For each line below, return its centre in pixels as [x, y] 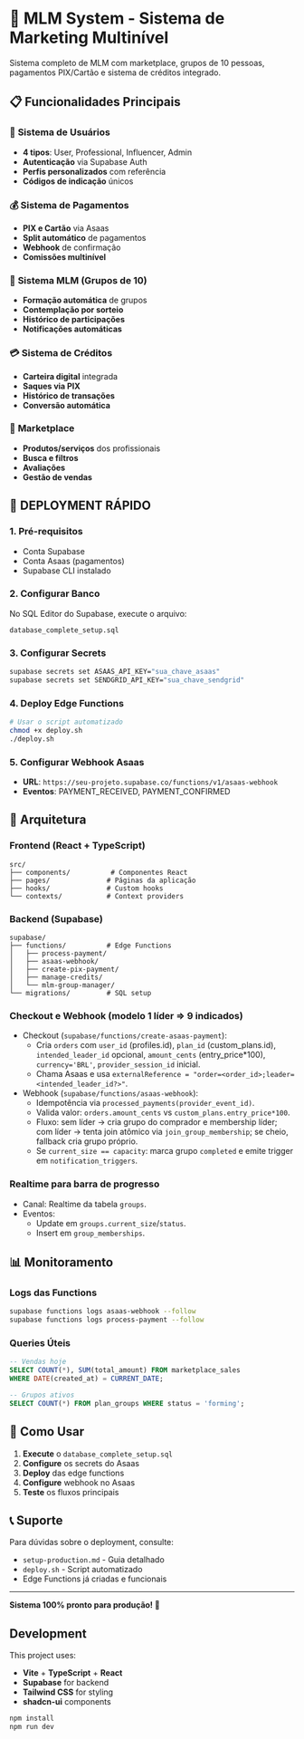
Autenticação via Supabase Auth [85, 161]
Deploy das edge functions [73, 1473]
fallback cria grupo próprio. [87, 1141]
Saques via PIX [52, 386]
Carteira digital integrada [70, 376]
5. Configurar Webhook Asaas [77, 762]
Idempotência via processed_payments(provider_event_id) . [145, 1103]
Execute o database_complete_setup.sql [98, 1454]
